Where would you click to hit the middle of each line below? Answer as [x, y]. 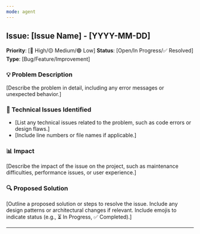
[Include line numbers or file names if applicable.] [76, 136]
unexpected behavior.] [34, 94]
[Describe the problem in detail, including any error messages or [85, 88]
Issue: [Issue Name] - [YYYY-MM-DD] [78, 36]
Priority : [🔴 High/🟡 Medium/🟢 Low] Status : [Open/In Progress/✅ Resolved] [100, 51]
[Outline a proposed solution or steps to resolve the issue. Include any [92, 204]
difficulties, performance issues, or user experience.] [71, 173]
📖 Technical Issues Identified [49, 109]
